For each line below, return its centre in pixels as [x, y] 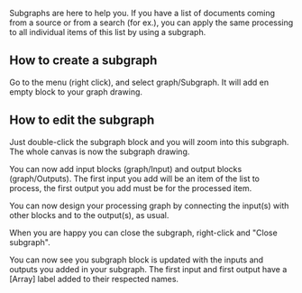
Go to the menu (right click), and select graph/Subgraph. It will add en [139, 82]
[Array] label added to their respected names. [94, 279]
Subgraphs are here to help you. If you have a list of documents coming [142, 13]
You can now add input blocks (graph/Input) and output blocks [126, 169]
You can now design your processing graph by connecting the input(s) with [149, 206]
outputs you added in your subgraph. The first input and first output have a [148, 269]
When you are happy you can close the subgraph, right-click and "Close [143, 233]
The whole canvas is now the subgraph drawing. [100, 151]
